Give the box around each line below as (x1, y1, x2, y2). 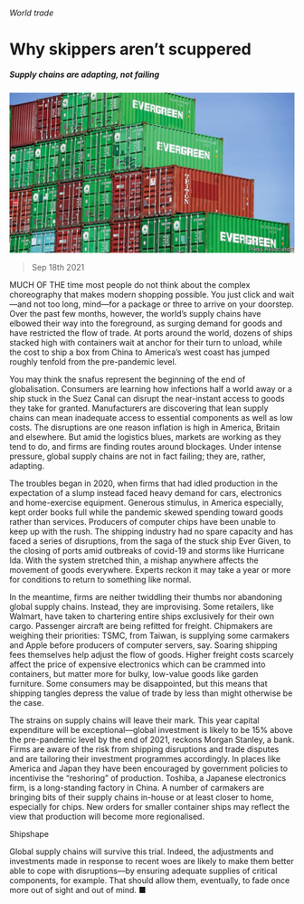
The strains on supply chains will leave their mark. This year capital (9, 715, 260, 726)
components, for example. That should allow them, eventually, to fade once (9, 875, 290, 886)
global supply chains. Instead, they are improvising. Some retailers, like (9, 602, 274, 613)
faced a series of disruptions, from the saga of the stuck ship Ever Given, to (9, 536, 291, 547)
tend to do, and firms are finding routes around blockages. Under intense (9, 442, 282, 452)
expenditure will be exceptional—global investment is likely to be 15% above (9, 725, 293, 736)
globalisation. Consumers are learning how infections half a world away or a (9, 384, 292, 395)
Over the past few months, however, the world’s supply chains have (9, 309, 261, 319)
